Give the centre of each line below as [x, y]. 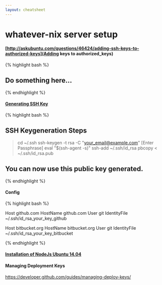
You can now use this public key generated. [74, 169]
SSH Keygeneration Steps [46, 131]
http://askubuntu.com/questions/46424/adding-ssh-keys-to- [73, 48]
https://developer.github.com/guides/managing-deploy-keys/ [68, 277]
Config [12, 192]
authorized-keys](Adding [32, 54]
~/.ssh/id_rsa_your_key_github [36, 218]
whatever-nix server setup [62, 34]
